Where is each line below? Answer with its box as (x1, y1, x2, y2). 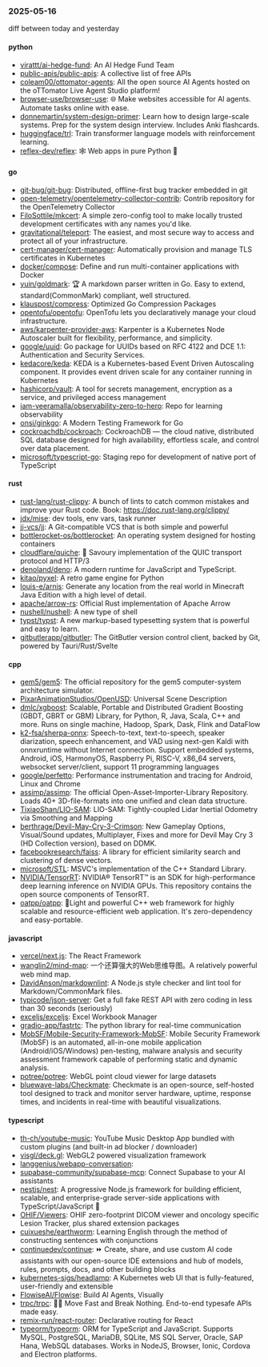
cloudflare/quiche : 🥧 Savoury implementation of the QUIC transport (19, 547, 242, 557)
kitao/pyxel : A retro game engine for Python (19, 573, 165, 582)
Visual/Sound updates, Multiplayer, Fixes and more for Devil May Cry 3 (19, 830, 254, 840)
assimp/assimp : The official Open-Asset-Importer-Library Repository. (19, 788, 250, 797)
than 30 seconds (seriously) (19, 1004, 114, 1013)
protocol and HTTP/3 (19, 556, 90, 566)
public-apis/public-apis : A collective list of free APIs (19, 68, 192, 78)
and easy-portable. (19, 915, 83, 925)
